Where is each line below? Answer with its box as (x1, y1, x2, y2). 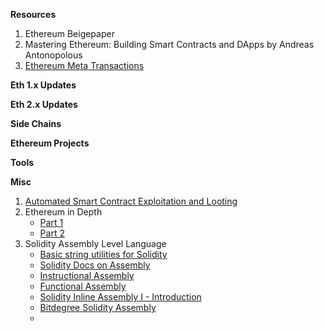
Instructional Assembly (39, 270, 135, 281)
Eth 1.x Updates (10, 79, 77, 91)
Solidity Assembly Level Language (24, 238, 167, 249)
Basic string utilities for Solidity (39, 249, 168, 260)
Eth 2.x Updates (10, 99, 78, 110)
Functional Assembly (39, 280, 127, 292)
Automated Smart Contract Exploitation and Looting (24, 195, 238, 207)
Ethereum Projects (10, 137, 90, 149)
